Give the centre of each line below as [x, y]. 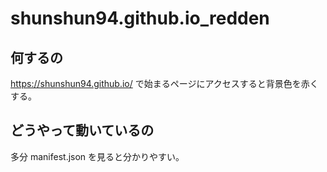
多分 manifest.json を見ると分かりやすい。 [97, 156]
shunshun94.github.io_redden [140, 18]
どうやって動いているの [82, 130]
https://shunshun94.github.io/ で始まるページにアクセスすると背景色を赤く [164, 83]
